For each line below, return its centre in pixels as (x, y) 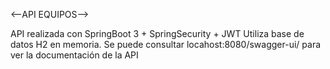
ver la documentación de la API (74, 55)
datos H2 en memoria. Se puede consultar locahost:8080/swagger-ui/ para (166, 44)
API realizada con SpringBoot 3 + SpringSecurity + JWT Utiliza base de (157, 33)
